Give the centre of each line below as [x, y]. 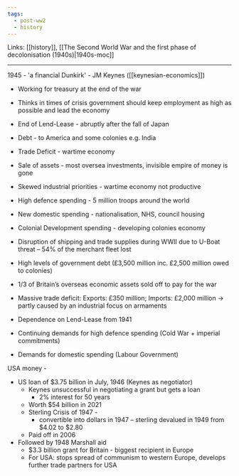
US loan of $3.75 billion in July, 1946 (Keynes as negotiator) [105, 382]
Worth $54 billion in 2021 [65, 405]
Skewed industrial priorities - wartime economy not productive [109, 187]
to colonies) [35, 271]
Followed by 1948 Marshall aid [62, 443]
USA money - [27, 368]
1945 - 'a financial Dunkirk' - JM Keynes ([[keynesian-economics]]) [106, 75]
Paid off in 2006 [52, 435]
